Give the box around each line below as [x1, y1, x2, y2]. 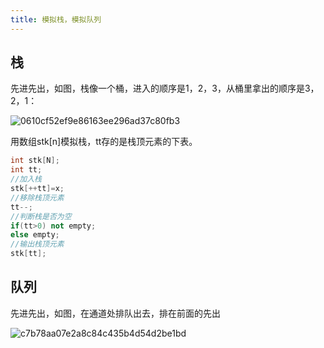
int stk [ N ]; [10, 156, 60, 166]
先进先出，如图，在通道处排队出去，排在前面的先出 [10, 307, 221, 319]
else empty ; [10, 230, 60, 240]
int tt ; [10, 165, 43, 175]
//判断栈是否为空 [10, 211, 72, 221]
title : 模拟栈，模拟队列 [10, 14, 102, 25]
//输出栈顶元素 [10, 239, 65, 250]
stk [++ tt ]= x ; [10, 184, 65, 194]
